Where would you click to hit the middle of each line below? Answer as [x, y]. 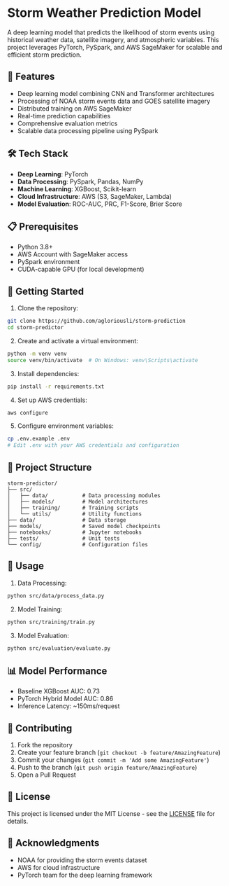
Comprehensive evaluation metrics [67, 123]
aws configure [28, 413]
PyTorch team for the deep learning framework [85, 875]
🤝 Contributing [40, 728]
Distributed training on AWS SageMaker [74, 108]
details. [18, 821]
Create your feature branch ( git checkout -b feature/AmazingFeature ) [119, 753]
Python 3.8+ [35, 247]
